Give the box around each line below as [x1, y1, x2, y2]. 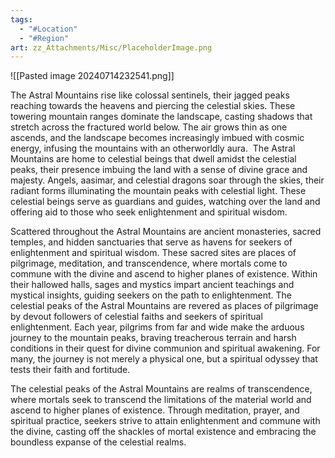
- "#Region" [19, 33, 70, 43]
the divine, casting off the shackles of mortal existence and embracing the [10, 426, 317, 438]
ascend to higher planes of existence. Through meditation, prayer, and [10, 404, 300, 416]
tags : [10, 14, 33, 25]
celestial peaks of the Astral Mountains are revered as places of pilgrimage [10, 300, 319, 312]
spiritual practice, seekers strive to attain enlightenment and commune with [10, 415, 321, 427]
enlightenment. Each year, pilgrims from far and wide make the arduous [10, 321, 305, 333]
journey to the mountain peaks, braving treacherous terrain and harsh [10, 332, 297, 344]
